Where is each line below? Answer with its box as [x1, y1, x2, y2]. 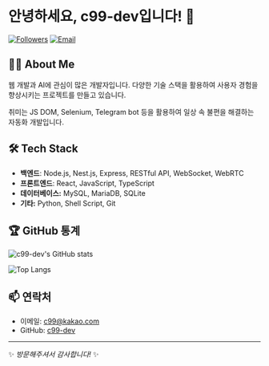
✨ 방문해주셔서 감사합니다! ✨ [8, 350, 99, 360]
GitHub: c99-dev [19, 326, 76, 335]
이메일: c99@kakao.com [19, 316, 100, 326]
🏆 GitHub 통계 [8, 224, 80, 238]
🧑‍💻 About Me [8, 58, 75, 71]
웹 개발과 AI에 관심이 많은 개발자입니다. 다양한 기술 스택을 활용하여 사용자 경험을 [8, 79, 259, 89]
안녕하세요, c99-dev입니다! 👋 [8, 7, 195, 26]
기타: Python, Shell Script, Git [19, 198, 116, 208]
